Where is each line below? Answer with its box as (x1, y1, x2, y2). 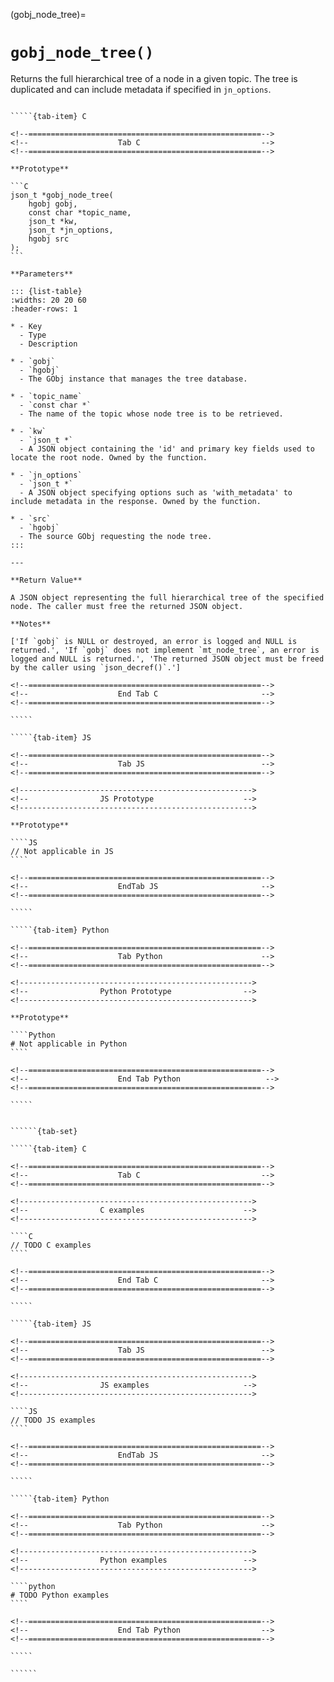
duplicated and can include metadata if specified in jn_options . (10, 83, 272, 95)
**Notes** (10, 619, 52, 629)
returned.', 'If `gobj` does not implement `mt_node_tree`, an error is (10, 645, 320, 655)
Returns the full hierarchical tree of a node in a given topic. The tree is (10, 72, 298, 84)
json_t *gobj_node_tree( (10, 190, 114, 200)
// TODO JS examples (10, 1415, 97, 1425)
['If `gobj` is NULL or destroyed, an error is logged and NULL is (10, 636, 298, 646)
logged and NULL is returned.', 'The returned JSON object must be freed (10, 654, 325, 664)
